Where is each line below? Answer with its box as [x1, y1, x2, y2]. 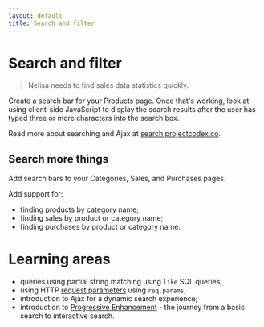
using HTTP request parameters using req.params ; [19, 285, 187, 295]
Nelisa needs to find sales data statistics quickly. [27, 81, 189, 90]
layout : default [8, 11, 63, 20]
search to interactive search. [19, 311, 115, 321]
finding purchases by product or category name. [19, 222, 181, 232]
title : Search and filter [8, 19, 95, 27]
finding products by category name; [19, 205, 139, 214]
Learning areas [8, 250, 111, 268]
